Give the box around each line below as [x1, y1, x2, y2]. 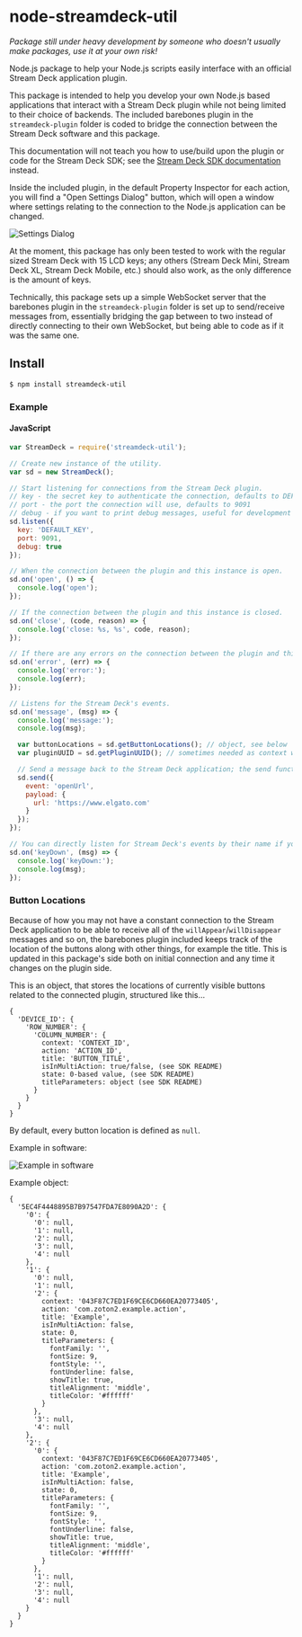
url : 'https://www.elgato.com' [32, 798, 151, 807]
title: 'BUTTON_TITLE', [41, 1054, 130, 1063]
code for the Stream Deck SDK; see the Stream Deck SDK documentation [9, 155, 281, 165]
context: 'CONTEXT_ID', [41, 1038, 130, 1047]
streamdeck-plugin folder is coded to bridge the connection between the [9, 119, 278, 129]
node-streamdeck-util [9, 6, 178, 27]
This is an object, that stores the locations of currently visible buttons [9, 980, 266, 991]
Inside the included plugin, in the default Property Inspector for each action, [9, 182, 290, 192]
